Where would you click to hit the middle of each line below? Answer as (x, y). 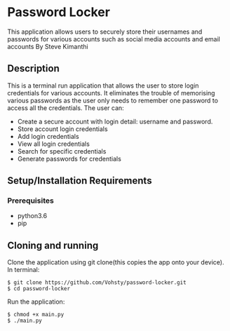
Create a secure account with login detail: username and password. (115, 121)
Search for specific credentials (62, 151)
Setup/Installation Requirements (80, 181)
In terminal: (23, 270)
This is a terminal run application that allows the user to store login (103, 86)
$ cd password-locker (39, 289)
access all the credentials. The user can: (66, 108)
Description (33, 68)
